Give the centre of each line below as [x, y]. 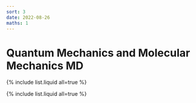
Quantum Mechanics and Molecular [98, 53]
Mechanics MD [45, 65]
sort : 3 [16, 12]
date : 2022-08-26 [28, 17]
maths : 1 [17, 23]
